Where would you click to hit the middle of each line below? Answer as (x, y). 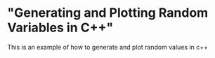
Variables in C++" (60, 28)
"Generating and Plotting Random (108, 13)
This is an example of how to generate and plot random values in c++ (108, 47)
